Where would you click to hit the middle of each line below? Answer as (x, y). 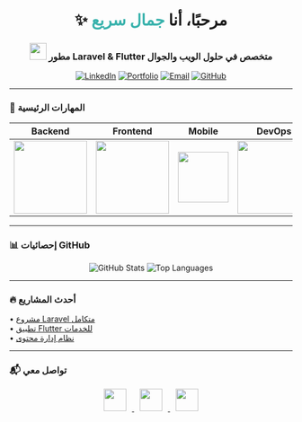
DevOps (274, 131)
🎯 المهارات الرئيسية (47, 108)
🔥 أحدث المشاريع (43, 299)
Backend (50, 131)
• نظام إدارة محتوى (42, 338)
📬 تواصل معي (38, 371)
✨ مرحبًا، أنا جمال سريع (151, 20)
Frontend (132, 131)
